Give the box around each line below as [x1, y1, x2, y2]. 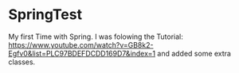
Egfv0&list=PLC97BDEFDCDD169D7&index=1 [8, 48, 156, 58]
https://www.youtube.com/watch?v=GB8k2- [8, 40, 154, 49]
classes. [8, 57, 36, 67]
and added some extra [157, 48, 231, 58]
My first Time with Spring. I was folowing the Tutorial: [8, 32, 183, 41]
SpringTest [8, 6, 82, 24]
